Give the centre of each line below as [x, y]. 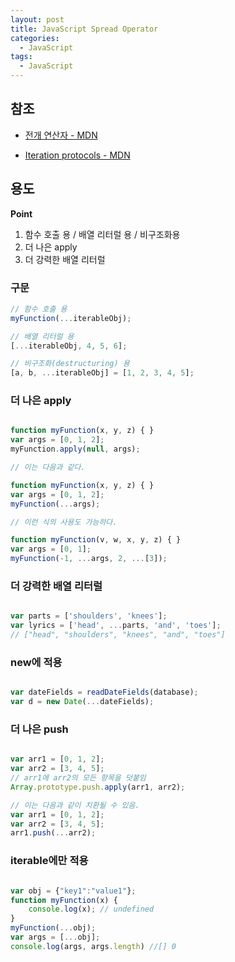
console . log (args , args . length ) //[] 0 [93, 946]
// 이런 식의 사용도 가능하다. [64, 522]
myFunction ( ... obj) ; [53, 928]
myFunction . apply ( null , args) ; [75, 449]
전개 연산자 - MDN [61, 135]
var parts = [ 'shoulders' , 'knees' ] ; [89, 616]
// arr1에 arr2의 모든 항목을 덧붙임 [78, 778]
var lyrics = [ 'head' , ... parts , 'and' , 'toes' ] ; [116, 626]
